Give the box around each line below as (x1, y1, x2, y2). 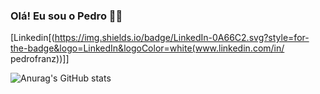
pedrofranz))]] (10, 53, 70, 65)
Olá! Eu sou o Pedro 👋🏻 (10, 9, 123, 23)
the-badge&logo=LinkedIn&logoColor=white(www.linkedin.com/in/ (10, 42, 285, 54)
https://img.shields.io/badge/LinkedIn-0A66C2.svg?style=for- (54, 32, 310, 44)
